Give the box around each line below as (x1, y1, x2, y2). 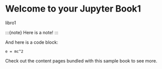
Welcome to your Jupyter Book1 (5, 3, 141, 15)
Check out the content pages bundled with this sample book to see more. (5, 57, 157, 63)
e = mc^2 (5, 49, 24, 54)
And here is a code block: (5, 39, 58, 45)
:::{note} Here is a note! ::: (5, 29, 59, 35)
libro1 (5, 20, 17, 26)
